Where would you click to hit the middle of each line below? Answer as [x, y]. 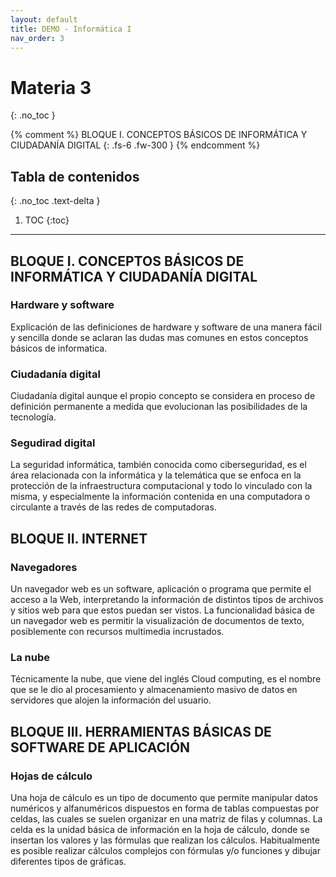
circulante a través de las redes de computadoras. [113, 507]
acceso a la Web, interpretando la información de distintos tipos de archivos [167, 600]
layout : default [44, 19]
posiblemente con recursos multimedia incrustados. [117, 632]
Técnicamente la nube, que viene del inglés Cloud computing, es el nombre [166, 679]
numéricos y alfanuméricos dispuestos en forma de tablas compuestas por [165, 808]
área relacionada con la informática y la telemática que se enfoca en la [156, 475]
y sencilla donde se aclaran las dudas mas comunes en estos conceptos [159, 337]
